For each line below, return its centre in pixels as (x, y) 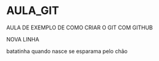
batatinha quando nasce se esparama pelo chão (67, 51)
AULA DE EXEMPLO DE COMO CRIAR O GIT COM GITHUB (79, 27)
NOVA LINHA (23, 39)
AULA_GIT (33, 11)
